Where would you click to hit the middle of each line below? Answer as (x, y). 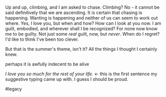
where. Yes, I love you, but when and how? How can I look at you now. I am (83, 23)
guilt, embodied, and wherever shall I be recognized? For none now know (81, 29)
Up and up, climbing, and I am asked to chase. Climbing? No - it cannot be (82, 7)
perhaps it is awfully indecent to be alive (47, 64)
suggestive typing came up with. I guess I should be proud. (67, 79)
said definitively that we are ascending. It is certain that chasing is (74, 13)
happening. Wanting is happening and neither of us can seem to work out (81, 18)
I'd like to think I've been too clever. (42, 39)
